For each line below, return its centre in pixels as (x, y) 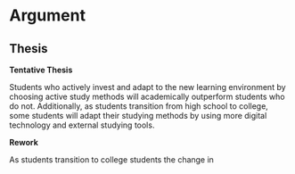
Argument (48, 16)
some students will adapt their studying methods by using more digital (138, 116)
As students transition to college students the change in (111, 160)
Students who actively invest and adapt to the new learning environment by (148, 87)
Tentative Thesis (41, 70)
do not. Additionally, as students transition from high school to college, (139, 106)
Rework (24, 142)
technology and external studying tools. (82, 125)
